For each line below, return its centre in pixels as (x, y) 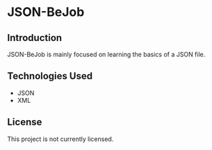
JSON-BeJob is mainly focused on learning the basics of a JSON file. (106, 54)
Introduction (35, 38)
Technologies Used (50, 76)
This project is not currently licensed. (60, 139)
